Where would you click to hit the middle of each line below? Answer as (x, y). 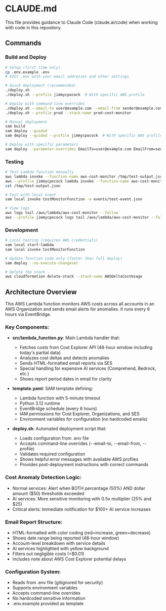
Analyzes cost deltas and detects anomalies (64, 358)
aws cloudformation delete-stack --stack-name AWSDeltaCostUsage (74, 277)
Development (22, 230)
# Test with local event (31, 195)
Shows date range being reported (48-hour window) (66, 538)
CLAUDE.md (31, 9)
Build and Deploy (26, 57)
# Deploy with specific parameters (42, 144)
